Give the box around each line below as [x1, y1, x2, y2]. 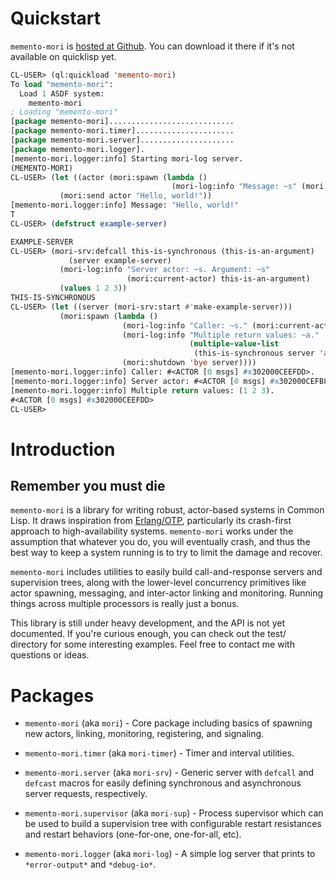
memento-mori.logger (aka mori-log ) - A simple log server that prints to [24, 848, 316, 860]
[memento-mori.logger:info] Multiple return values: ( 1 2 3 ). [10, 385, 275, 396]
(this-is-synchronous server [193, 348, 315, 359]
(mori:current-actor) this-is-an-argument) [126, 274, 311, 284]
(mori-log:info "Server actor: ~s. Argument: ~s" [59, 265, 271, 275]
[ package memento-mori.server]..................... [10, 135, 235, 146]
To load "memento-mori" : [10, 79, 114, 89]
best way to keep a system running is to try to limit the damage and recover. [10, 547, 323, 559]
